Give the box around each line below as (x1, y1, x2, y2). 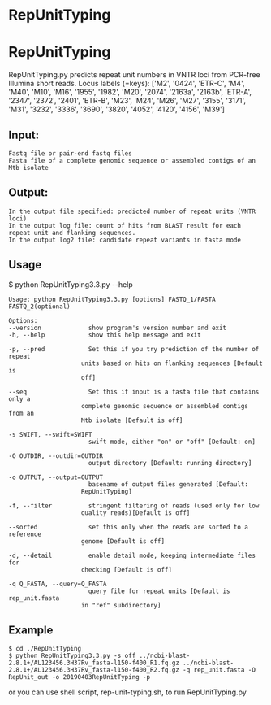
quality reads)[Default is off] (80, 508, 191, 517)
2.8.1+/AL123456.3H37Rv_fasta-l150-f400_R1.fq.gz (8, 659, 180, 668)
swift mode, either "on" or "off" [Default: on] (88, 437, 256, 446)
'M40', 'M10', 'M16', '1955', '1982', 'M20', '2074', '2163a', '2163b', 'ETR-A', (8, 87, 252, 97)
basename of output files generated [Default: (88, 480, 249, 489)
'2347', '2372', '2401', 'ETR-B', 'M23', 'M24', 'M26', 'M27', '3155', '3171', (8, 96, 246, 106)
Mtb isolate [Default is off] (80, 416, 183, 424)
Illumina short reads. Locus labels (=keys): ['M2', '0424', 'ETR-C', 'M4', (8, 79, 245, 89)
